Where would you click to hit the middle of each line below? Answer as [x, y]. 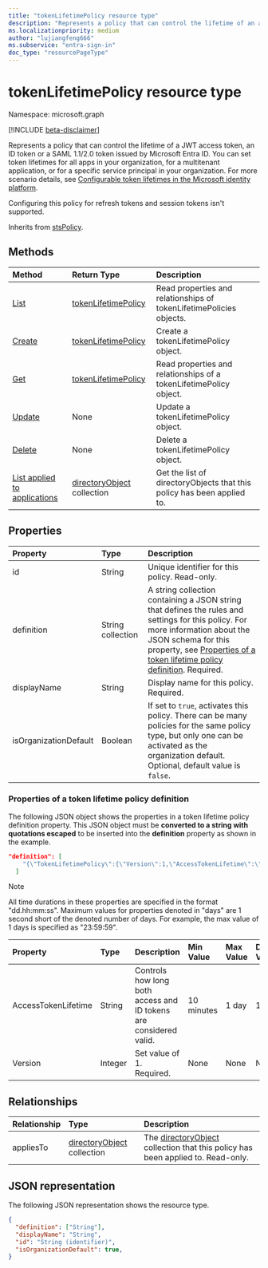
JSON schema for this [188, 639]
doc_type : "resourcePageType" [59, 53]
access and [156, 1001]
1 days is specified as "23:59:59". [63, 927]
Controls [151, 970]
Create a [172, 330]
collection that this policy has [198, 1148]
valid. [145, 1041]
